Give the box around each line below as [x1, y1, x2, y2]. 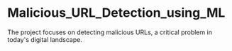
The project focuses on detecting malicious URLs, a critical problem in [7, 28, 213, 36]
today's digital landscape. [7, 35, 83, 43]
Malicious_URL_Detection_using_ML [7, 5, 226, 21]
